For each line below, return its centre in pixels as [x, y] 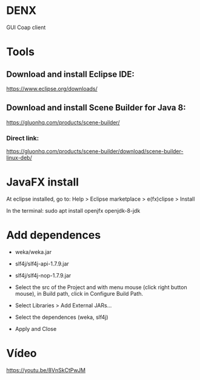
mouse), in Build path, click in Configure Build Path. [79, 293]
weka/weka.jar [33, 252]
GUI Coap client [26, 27]
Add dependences [54, 235]
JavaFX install [43, 182]
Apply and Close [36, 328]
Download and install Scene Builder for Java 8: [96, 108]
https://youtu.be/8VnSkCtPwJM [46, 370]
